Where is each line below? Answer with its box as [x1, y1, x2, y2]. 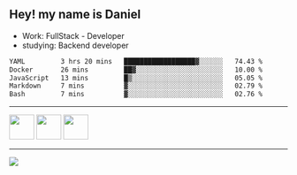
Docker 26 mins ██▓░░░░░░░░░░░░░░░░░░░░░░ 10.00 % [9, 65, 263, 74]
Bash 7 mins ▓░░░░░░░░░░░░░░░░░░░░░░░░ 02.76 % [9, 90, 263, 99]
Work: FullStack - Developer [21, 30, 126, 41]
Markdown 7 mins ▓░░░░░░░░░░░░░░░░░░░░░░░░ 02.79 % [9, 81, 263, 91]
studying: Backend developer [21, 40, 130, 50]
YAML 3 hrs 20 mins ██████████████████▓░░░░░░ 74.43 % [9, 57, 263, 65]
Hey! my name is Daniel [9, 7, 141, 22]
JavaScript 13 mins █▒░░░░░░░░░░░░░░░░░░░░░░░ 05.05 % [9, 73, 263, 82]
